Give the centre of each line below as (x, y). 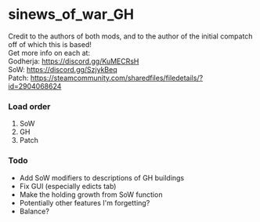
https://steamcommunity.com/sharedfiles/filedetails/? (117, 78)
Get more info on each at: (49, 53)
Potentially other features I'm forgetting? (85, 202)
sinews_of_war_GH (71, 15)
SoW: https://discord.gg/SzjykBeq (63, 69)
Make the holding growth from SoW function (91, 195)
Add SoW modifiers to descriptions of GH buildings (102, 177)
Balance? (34, 211)
